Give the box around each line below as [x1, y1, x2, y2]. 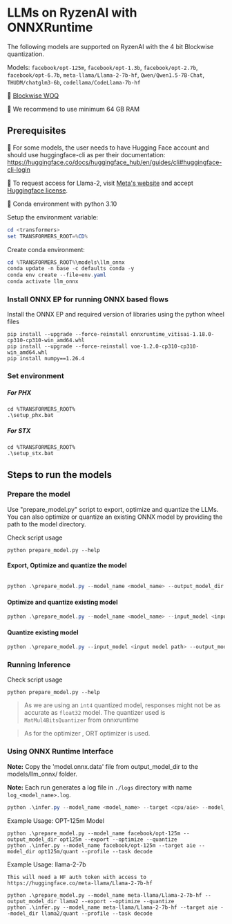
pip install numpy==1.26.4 [7, 355, 85, 362]
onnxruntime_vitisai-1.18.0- [130, 331, 215, 338]
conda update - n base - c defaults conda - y [7, 265, 135, 272]
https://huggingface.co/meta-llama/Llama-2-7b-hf [7, 880, 153, 887]
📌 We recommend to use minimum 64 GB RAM [7, 105, 140, 113]
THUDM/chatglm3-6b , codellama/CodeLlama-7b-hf [7, 78, 141, 86]
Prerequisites [7, 125, 66, 136]
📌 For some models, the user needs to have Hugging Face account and [7, 143, 209, 152]
